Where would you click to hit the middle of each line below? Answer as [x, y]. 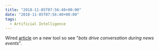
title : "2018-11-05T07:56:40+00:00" [43, 10]
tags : [11, 19]
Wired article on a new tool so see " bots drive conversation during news [79, 38]
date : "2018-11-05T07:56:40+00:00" [42, 14]
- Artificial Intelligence [38, 24]
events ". [13, 43]
